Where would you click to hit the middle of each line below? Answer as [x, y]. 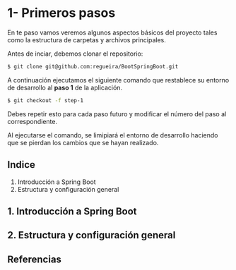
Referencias [35, 259]
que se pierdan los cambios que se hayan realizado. [83, 142]
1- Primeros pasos [61, 13]
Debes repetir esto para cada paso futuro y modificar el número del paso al [117, 113]
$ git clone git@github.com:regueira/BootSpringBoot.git [93, 66]
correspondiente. [33, 121]
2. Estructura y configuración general [92, 235]
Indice [21, 165]
